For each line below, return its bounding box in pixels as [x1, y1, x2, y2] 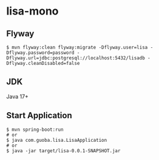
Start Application [6, 110, 72, 121]
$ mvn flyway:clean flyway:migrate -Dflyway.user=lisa [6, 44, 148, 50]
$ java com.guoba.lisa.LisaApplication [6, 137, 107, 143]
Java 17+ [6, 93, 29, 100]
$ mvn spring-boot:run [6, 126, 64, 133]
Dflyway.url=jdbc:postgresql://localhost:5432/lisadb [6, 55, 146, 61]
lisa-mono [6, 4, 59, 18]
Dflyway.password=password [6, 50, 75, 56]
